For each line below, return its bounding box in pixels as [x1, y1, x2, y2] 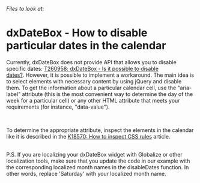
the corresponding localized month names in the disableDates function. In [6, 163, 189, 170]
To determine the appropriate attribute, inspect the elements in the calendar [6, 126, 194, 134]
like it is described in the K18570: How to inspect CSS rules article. [6, 133, 171, 140]
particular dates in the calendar [6, 39, 166, 53]
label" [6, 90, 21, 98]
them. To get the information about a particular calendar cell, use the [6, 84, 177, 91]
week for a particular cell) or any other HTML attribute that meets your [6, 97, 180, 104]
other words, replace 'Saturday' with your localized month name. [6, 170, 166, 177]
